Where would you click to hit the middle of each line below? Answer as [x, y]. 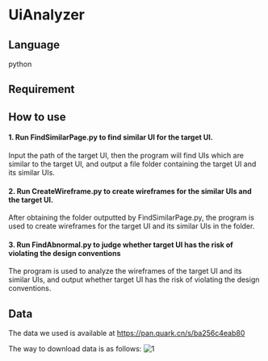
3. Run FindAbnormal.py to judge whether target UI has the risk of [121, 245]
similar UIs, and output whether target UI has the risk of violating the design [134, 279]
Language [34, 45]
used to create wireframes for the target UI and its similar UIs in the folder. [132, 226]
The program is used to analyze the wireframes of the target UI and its [125, 271]
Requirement [42, 89]
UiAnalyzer [46, 15]
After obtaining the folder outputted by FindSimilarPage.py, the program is [131, 218]
